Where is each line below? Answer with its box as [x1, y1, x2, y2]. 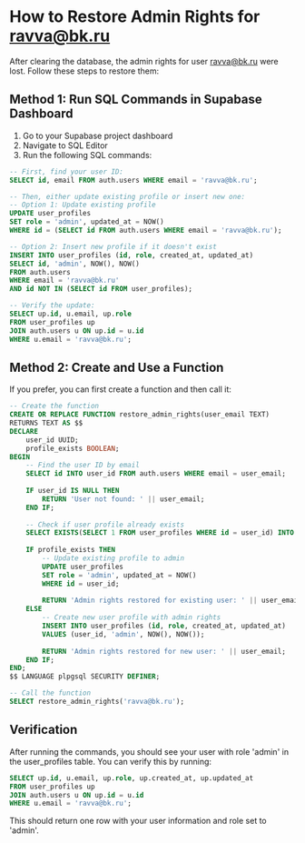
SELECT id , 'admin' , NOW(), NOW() [9, 259, 141, 268]
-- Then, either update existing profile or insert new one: [9, 192, 246, 201]
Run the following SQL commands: [22, 149, 152, 160]
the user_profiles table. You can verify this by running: [9, 756, 212, 767]
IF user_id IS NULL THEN [25, 487, 120, 496]
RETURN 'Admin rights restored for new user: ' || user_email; [42, 647, 286, 656]
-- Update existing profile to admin [42, 554, 184, 563]
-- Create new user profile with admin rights [42, 613, 221, 622]
